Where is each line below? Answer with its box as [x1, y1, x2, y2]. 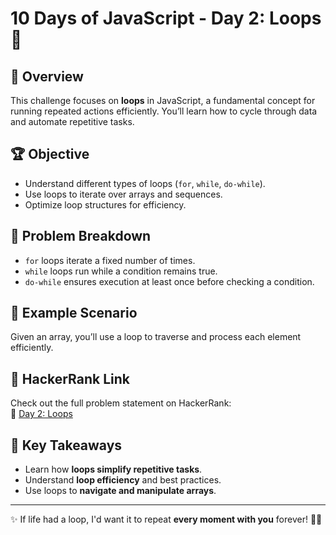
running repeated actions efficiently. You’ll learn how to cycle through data [10, 105, 318, 117]
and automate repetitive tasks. [10, 116, 135, 127]
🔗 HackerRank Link [10, 370, 131, 387]
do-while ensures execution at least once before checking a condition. [24, 275, 315, 287]
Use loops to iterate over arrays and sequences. [24, 188, 223, 200]
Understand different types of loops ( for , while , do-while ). [24, 177, 266, 189]
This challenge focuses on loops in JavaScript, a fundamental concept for [10, 95, 316, 106]
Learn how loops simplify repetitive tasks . [24, 463, 203, 476]
